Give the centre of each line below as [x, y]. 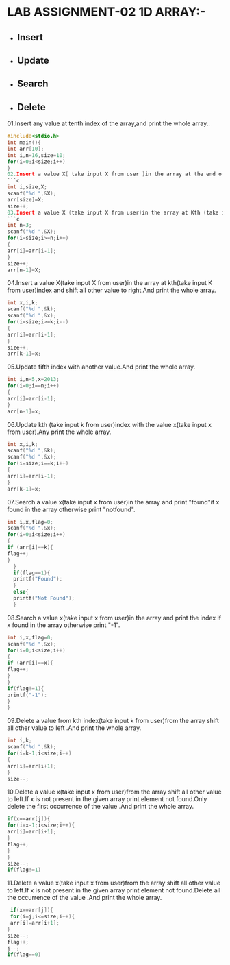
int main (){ [24, 143]
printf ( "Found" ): [38, 579]
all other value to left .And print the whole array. [74, 728]
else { [21, 592]
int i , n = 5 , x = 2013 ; [33, 380]
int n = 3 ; [20, 225]
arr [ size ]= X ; [26, 199]
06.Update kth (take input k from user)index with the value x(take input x [110, 424]
